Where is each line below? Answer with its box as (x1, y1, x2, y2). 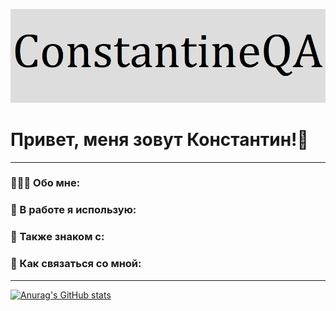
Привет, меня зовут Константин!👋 (10, 128, 309, 151)
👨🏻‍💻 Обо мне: (10, 176, 81, 190)
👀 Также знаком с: (10, 230, 105, 244)
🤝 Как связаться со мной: (10, 257, 142, 271)
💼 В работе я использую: (10, 203, 137, 217)
